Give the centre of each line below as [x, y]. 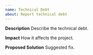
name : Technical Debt [27, 10]
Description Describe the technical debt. [47, 28]
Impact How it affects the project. [40, 38]
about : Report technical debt [36, 14]
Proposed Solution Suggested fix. [40, 47]
